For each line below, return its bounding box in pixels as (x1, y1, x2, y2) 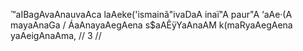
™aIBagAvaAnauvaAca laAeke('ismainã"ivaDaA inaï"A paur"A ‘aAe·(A (10, 9, 293, 20)
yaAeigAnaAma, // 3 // (10, 30, 102, 41)
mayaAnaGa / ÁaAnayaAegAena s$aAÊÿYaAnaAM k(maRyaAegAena (10, 19, 293, 31)
